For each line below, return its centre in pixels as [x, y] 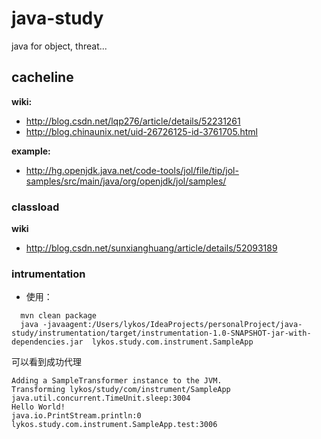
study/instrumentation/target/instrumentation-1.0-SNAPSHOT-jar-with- [161, 333]
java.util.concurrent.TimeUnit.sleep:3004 [101, 398]
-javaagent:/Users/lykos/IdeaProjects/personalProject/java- [172, 325]
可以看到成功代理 [46, 362]
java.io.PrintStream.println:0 [76, 416]
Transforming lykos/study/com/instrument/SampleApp [121, 390]
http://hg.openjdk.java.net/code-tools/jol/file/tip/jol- [132, 170]
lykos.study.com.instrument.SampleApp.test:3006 [114, 425]
